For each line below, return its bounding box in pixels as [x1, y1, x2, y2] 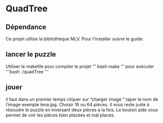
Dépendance [5, 23, 46, 31]
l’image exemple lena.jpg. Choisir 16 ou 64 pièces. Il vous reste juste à [5, 101, 150, 107]
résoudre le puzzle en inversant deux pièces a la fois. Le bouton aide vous [5, 107, 159, 113]
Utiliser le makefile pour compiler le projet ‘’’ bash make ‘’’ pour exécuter [5, 63, 155, 69]
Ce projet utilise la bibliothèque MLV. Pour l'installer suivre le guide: [5, 36, 144, 42]
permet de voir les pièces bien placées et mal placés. [5, 112, 115, 118]
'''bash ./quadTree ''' [5, 68, 49, 74]
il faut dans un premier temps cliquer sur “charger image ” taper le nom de [5, 96, 159, 102]
